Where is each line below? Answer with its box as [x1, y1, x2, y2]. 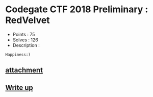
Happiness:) [5, 52, 31, 57]
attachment [5, 66, 43, 75]
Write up [5, 83, 33, 92]
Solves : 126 [12, 37, 38, 43]
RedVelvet [5, 14, 50, 26]
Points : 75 [12, 31, 35, 37]
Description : [12, 42, 40, 48]
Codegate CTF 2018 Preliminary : [5, 4, 148, 15]
